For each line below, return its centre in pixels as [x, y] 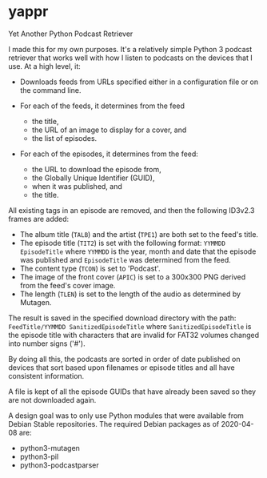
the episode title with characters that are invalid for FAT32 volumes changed [134, 335]
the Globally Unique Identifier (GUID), [93, 178]
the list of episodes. [64, 138]
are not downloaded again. [52, 400]
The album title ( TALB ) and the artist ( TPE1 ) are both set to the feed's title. [139, 234]
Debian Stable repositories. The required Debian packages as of [114, 424]
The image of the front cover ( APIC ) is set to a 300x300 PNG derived [133, 277]
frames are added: [39, 219]
